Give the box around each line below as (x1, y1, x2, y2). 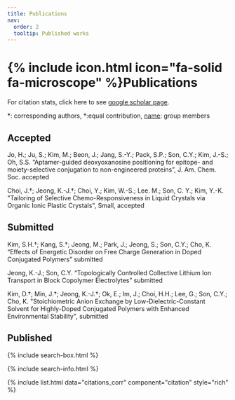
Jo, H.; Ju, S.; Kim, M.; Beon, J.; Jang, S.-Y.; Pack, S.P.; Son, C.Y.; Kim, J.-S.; (7, 151, 229, 158)
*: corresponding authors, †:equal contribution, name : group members (7, 111, 210, 120)
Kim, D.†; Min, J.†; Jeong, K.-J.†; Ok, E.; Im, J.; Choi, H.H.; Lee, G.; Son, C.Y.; (7, 289, 228, 298)
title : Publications (7, 10, 68, 18)
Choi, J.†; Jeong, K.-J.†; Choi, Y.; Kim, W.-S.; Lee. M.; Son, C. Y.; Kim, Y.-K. (7, 186, 224, 195)
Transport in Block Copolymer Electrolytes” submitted (7, 276, 163, 284)
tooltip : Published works (13, 29, 90, 37)
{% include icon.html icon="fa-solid (7, 60, 222, 76)
